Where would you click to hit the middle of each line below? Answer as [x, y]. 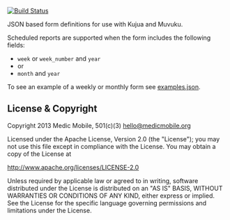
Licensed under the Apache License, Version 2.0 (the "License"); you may [114, 139]
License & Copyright [52, 109]
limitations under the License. [49, 210]
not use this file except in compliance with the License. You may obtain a [112, 146]
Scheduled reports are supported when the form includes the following [109, 38]
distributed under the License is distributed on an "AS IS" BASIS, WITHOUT [115, 188]
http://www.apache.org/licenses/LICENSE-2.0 [73, 167]
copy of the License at [39, 154]
